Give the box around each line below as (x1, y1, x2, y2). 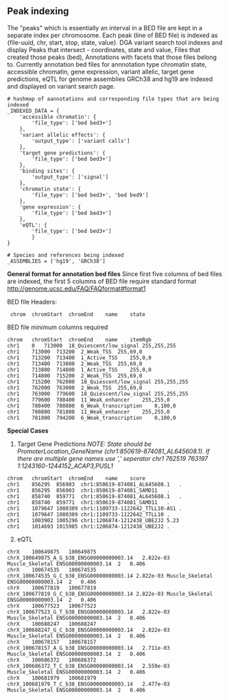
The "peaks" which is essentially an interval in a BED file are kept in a (7, 23, 203, 32)
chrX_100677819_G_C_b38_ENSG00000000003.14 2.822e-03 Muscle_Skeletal (7, 590, 213, 597)
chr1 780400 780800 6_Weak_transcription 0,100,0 (7, 402, 176, 409)
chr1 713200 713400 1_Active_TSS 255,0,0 (7, 354, 152, 361)
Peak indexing (7, 5, 69, 17)
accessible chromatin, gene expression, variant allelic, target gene (7, 67, 195, 76)
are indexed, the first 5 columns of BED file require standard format (7, 277, 197, 285)
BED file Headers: (7, 297, 57, 306)
